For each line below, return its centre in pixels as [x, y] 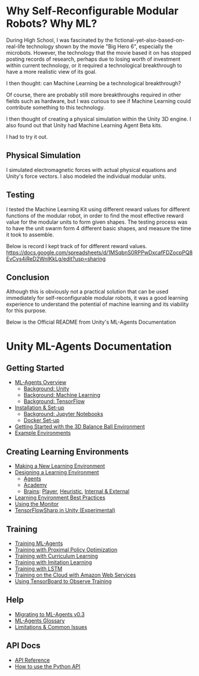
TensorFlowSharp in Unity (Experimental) [65, 511]
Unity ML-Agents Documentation [89, 346]
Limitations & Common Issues [51, 627]
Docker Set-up [41, 420]
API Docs [23, 646]
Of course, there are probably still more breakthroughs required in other [94, 95]
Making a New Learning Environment [60, 466]
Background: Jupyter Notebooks [63, 414]
